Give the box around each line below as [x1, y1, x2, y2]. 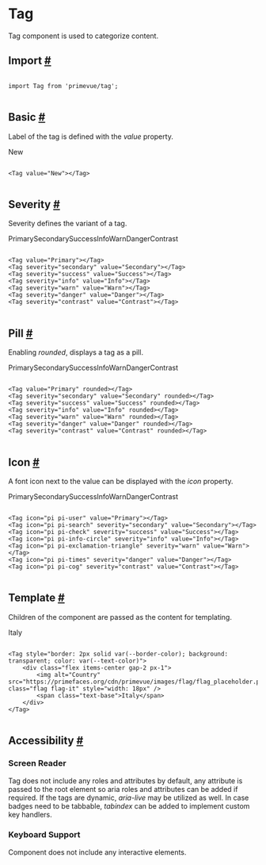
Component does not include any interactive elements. [8, 847, 187, 857]
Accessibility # [8, 734, 84, 748]
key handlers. [8, 809, 53, 819]
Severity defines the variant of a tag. [8, 219, 127, 229]
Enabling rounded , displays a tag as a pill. [8, 348, 144, 357]
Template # [8, 591, 65, 605]
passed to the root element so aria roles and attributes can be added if [8, 784, 238, 794]
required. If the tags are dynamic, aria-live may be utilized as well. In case [8, 793, 249, 802]
